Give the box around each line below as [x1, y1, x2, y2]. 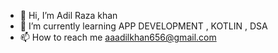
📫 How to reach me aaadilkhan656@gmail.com [19, 31, 217, 43]
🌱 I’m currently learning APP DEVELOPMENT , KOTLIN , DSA [19, 20, 268, 32]
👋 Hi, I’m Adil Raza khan [19, 10, 118, 21]
